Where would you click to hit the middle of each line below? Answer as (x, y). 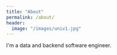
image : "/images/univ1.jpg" (47, 28)
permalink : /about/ (30, 17)
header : (16, 23)
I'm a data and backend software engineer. (59, 45)
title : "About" (25, 12)
